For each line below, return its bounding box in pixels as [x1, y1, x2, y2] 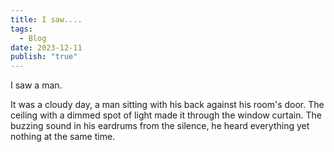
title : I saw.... [10, 14, 83, 25]
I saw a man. [10, 79, 63, 91]
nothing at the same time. [10, 131, 116, 143]
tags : [10, 24, 33, 34]
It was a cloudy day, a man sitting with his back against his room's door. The [10, 99, 325, 111]
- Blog [19, 33, 47, 43]
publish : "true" [10, 52, 78, 62]
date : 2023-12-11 [10, 42, 83, 53]
